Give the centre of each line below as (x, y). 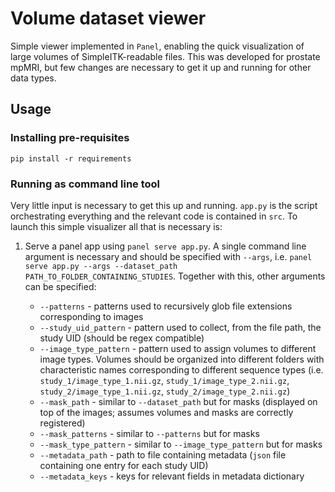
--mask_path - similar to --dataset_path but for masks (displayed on (178, 401)
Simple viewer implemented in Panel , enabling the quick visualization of (157, 46)
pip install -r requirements (71, 158)
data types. (33, 78)
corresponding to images (91, 316)
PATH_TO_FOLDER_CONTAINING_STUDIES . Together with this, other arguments (175, 276)
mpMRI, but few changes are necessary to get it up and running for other (161, 67)
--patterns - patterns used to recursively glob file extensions (166, 306)
